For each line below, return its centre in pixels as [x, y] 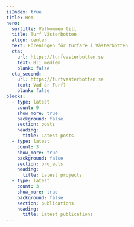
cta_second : [27, 74]
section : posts [36, 125]
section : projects [40, 164]
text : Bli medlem [39, 62]
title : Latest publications [58, 215]
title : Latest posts [48, 136]
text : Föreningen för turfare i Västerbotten [70, 46]
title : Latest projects [52, 175]
